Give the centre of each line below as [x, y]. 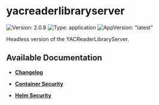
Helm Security [33, 95]
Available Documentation [54, 58]
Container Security [39, 84]
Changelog [29, 72]
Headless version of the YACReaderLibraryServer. [68, 39]
